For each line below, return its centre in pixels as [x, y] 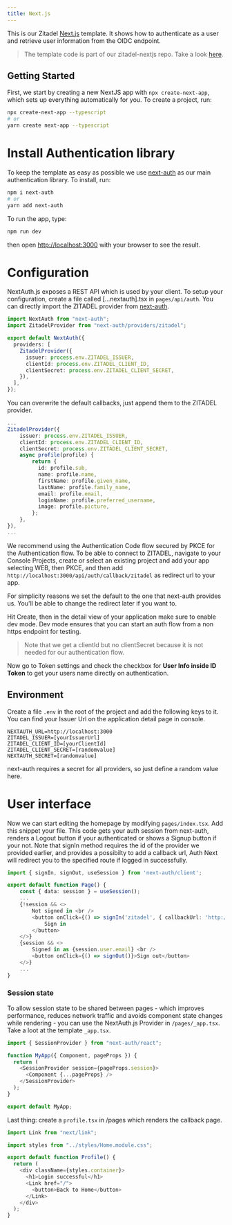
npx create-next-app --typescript [57, 113]
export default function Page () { [57, 885]
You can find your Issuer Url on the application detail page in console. [106, 719]
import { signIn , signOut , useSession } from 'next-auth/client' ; [105, 873]
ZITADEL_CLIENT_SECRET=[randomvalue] [61, 750]
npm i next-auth [30, 193]
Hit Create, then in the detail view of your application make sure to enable [112, 617]
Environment [36, 695]
